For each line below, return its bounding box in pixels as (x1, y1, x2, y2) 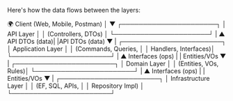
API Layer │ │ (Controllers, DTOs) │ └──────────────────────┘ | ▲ (7, 30, 225, 38)
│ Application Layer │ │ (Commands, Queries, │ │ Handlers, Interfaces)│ (7, 45, 216, 53)
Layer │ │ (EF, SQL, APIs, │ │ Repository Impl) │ (7, 81, 145, 90)
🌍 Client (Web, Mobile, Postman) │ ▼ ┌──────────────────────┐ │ (7, 20, 227, 28)
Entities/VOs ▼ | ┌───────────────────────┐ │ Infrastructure (7, 75, 210, 82)
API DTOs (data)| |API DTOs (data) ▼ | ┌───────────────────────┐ (7, 38, 227, 45)
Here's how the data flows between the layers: (7, 6, 140, 14)
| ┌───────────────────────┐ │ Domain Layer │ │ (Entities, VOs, (7, 59, 219, 68)
